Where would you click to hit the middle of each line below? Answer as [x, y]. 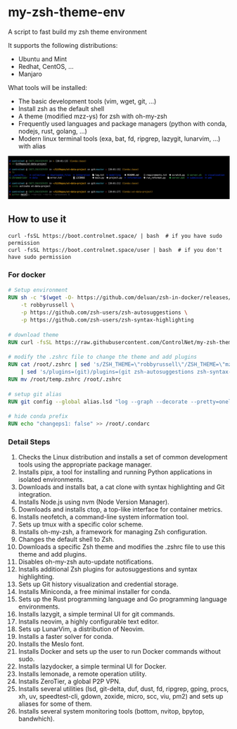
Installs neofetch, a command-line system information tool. [103, 517]
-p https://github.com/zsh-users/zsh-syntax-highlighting [107, 320]
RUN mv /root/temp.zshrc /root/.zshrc [65, 379]
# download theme [33, 335]
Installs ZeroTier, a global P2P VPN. [69, 682]
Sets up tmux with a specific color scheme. [81, 524]
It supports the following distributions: [63, 45]
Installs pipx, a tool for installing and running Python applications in [115, 472]
